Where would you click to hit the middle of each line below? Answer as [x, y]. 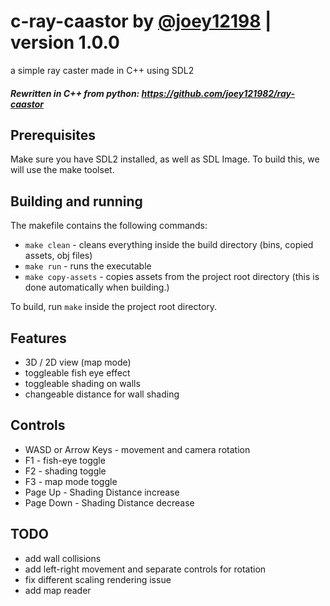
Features [38, 338]
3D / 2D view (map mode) [78, 362]
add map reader [58, 590]
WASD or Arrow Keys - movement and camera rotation [137, 449]
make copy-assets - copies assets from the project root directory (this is [172, 277]
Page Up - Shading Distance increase [102, 492]
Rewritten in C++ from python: [75, 93]
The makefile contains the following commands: [109, 226]
